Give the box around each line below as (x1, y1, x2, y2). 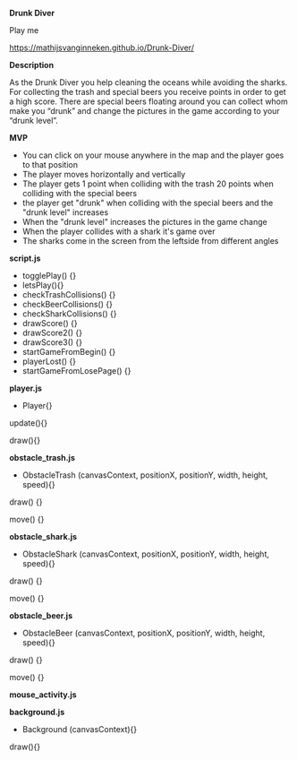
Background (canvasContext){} (21, 724, 138, 734)
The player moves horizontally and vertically (21, 169, 186, 179)
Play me (9, 25, 39, 35)
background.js (9, 707, 65, 717)
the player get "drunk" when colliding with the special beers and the (21, 197, 274, 208)
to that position (21, 160, 79, 169)
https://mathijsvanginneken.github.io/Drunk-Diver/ (9, 42, 195, 53)
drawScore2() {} (21, 327, 83, 338)
